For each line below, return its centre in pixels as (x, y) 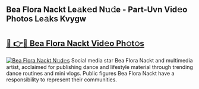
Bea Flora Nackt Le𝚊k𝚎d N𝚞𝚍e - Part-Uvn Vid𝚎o (97, 10)
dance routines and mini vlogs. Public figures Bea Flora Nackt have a (90, 73)
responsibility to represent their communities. (62, 80)
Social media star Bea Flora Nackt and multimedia (132, 60)
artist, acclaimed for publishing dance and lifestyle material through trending (99, 67)
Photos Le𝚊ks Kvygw (46, 19)
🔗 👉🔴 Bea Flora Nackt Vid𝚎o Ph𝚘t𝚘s (75, 43)
